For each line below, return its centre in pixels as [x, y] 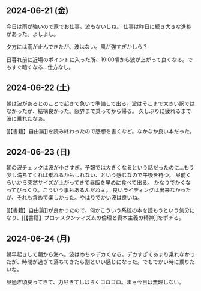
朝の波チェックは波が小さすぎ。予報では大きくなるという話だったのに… [95, 168]
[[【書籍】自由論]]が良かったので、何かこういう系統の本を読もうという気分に [100, 210]
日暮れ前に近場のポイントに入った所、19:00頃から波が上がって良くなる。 [97, 60]
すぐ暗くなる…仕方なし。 [43, 67]
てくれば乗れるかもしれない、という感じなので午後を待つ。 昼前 [106, 175]
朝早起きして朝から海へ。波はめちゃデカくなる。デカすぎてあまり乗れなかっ [101, 254]
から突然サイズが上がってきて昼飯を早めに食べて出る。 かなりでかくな [103, 183]
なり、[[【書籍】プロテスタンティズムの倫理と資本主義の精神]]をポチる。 [95, 218]
